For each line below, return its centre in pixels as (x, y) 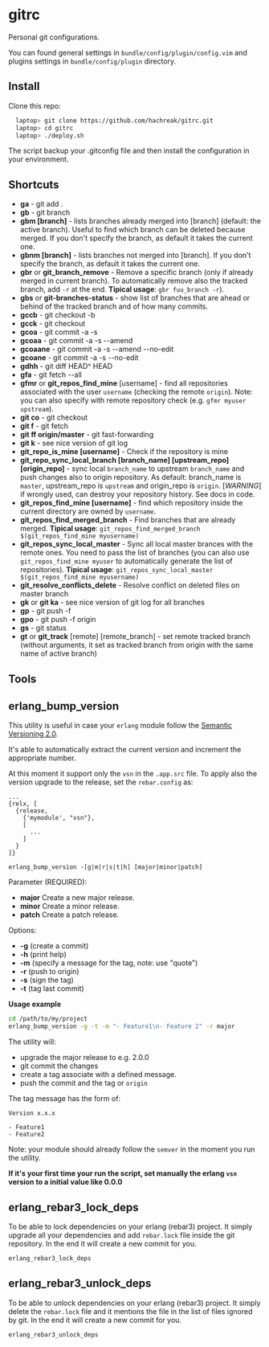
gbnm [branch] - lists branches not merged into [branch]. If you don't (135, 256)
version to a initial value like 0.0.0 (65, 1182)
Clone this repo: (35, 105)
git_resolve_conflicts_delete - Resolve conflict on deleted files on (130, 585)
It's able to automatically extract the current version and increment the (125, 750)
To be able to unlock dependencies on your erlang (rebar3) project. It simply (134, 1303)
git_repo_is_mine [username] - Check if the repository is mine (124, 452)
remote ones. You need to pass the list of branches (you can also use (134, 553)
